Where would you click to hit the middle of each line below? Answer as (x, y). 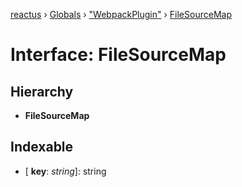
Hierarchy (42, 91)
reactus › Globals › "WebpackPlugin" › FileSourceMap (121, 14)
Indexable (42, 147)
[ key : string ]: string (65, 171)
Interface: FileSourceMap (118, 55)
